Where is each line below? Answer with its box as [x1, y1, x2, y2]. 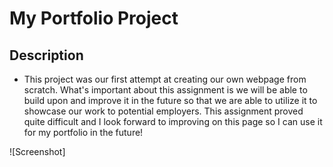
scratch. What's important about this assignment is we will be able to [23, 84, 308, 96]
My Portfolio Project [9, 7, 179, 30]
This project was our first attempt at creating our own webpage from [23, 73, 307, 85]
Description [9, 47, 84, 64]
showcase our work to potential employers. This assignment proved [23, 105, 304, 117]
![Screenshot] [9, 146, 66, 157]
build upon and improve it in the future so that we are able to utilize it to [23, 95, 318, 106]
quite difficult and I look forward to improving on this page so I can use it [23, 116, 323, 127]
